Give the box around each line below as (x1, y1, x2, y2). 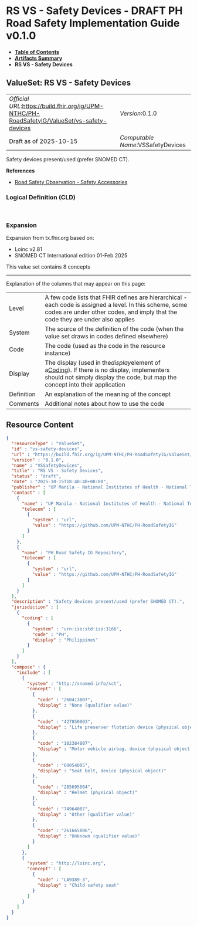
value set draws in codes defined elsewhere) (45, 333, 169, 341)
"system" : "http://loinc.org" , (27, 860, 107, 866)
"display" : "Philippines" (32, 637, 98, 643)
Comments (9, 400, 39, 408)
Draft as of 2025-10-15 (9, 137, 78, 145)
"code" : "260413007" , (37, 697, 93, 703)
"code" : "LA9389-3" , (37, 877, 91, 883)
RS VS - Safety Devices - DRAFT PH (6, 4, 183, 18)
